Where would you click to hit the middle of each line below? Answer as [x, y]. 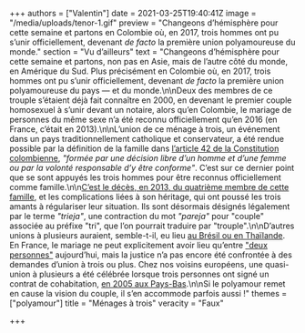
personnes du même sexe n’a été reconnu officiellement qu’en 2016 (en [143, 119]
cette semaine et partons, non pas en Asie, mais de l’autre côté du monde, [149, 61]
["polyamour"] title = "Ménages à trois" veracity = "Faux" [117, 303]
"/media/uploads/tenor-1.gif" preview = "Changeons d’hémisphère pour [144, 23]
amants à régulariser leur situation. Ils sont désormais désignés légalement [150, 207]
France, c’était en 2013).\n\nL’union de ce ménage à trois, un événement [145, 129]
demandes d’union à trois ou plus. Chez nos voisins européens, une [137, 264]
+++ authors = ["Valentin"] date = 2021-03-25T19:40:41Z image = [133, 13]
